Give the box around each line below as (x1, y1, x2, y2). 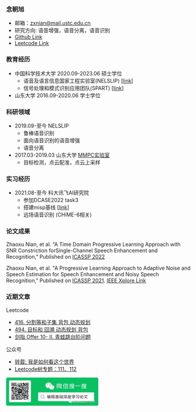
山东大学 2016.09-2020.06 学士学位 (14, 92, 101, 99)
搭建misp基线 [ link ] (23, 204, 70, 211)
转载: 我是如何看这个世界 (14, 358, 74, 365)
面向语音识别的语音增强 (23, 136, 80, 144)
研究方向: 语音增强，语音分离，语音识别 (14, 27, 110, 34)
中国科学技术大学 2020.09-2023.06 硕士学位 (14, 70, 122, 77)
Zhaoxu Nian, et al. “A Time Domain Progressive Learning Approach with (6, 241, 181, 248)
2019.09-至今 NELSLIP (14, 122, 69, 129)
